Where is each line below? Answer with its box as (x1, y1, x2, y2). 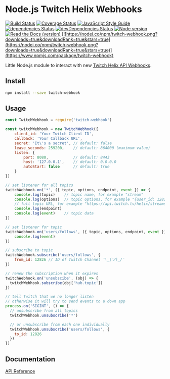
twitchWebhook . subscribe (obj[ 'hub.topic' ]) (10, 280, 103, 286)
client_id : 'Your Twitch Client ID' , (14, 131, 94, 137)
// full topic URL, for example (14, 201, 82, 206)
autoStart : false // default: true (23, 164, 110, 170)
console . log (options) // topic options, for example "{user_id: (14, 197, 155, 202)
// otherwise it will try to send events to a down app (5, 299, 125, 304)
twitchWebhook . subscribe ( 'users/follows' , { (5, 252, 101, 258)
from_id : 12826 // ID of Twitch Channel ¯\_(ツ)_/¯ (14, 257, 125, 262)
